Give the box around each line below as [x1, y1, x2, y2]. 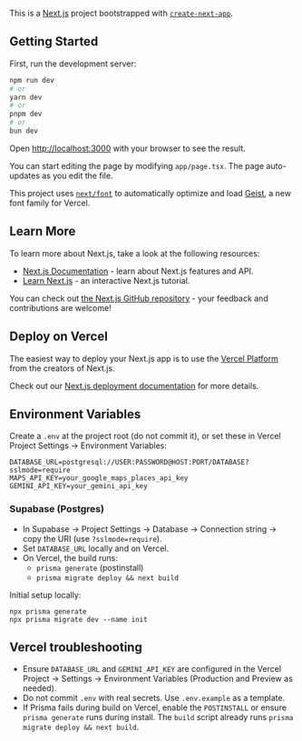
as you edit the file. [42, 170, 113, 181]
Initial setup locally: [9, 589, 82, 600]
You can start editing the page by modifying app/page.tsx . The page [9, 160, 265, 171]
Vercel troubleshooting [9, 640, 142, 656]
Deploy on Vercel [9, 329, 109, 345]
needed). [22, 683, 57, 694]
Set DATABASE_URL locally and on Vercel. [22, 543, 170, 554]
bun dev [9, 126, 39, 135]
